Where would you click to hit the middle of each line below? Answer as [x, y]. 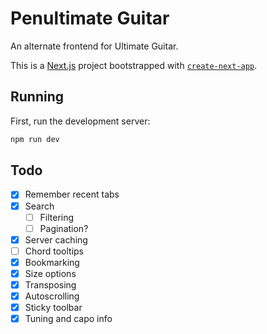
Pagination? [64, 228]
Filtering [57, 217]
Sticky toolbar [53, 308]
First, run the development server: [80, 121]
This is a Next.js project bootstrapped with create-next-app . [134, 65]
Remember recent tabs [72, 194]
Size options [50, 273]
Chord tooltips [54, 251]
